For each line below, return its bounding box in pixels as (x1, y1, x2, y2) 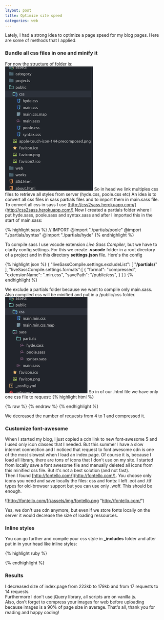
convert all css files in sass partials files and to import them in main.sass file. (5, 196, 159, 202)
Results (5, 572, 23, 579)
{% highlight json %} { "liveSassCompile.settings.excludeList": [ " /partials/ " (5, 261, 158, 267)
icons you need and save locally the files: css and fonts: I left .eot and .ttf (5, 477, 152, 483)
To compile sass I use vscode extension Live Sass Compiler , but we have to (5, 241, 158, 247)
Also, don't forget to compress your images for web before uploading (5, 599, 144, 605)
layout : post (5, 8, 32, 13)
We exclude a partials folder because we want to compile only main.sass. (5, 286, 153, 292)
